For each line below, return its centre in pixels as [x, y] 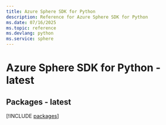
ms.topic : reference [31, 28]
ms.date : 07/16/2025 [31, 22]
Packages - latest [39, 102]
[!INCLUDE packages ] [33, 116]
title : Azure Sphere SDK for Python [51, 11]
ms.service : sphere [30, 39]
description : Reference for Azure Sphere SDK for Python [77, 17]
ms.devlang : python [30, 33]
